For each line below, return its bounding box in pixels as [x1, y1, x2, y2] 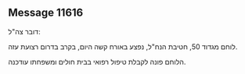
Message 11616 [8, 6, 84, 19]
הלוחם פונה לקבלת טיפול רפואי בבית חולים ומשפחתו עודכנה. [8, 57, 186, 66]
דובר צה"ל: [8, 26, 41, 36]
